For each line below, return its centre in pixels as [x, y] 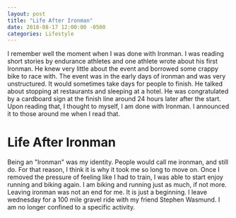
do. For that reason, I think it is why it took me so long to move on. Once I [114, 170]
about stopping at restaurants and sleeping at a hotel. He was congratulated [118, 91]
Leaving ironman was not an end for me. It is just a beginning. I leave [107, 193]
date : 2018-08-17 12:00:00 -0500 [57, 27]
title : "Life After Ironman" [50, 21]
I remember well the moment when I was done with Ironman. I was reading [116, 54]
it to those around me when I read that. [64, 114]
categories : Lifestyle [41, 34]
